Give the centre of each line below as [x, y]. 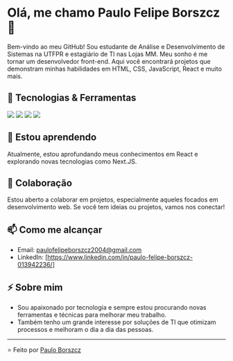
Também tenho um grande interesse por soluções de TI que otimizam [116, 322]
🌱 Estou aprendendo [52, 138]
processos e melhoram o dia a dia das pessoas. [85, 329]
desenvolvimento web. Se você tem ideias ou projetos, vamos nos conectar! [116, 207]
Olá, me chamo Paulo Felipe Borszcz [114, 13]
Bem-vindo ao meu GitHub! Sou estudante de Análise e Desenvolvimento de [116, 46]
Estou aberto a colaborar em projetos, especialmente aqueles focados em [113, 200]
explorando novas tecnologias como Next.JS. [72, 161]
